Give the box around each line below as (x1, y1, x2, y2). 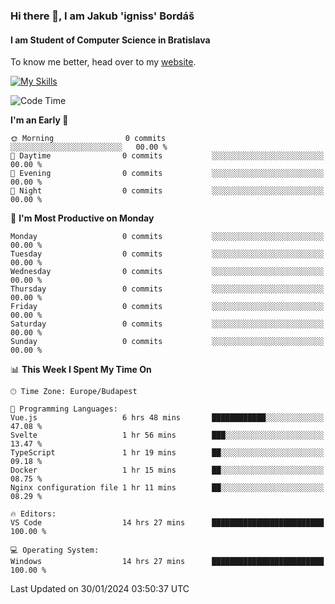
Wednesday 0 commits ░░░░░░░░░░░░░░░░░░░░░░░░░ (10, 267, 325, 277)
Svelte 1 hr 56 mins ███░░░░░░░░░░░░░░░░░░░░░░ (10, 430, 325, 441)
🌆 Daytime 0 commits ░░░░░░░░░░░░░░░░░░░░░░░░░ (10, 151, 325, 161)
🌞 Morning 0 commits (10, 134, 167, 144)
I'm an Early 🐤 (10, 114, 69, 126)
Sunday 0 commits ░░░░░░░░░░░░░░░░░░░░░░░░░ (10, 337, 325, 347)
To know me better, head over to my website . (10, 56, 197, 68)
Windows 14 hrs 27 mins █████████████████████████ (10, 557, 325, 567)
